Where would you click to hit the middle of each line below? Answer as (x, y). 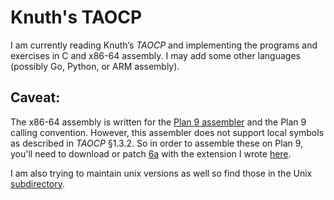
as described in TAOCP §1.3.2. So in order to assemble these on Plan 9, (157, 143)
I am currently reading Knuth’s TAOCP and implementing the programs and (164, 45)
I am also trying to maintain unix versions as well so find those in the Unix (161, 173)
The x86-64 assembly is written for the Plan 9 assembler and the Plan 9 (158, 122)
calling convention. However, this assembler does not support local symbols (167, 132)
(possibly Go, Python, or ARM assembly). (95, 66)
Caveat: (35, 97)
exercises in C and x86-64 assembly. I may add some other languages (155, 55)
